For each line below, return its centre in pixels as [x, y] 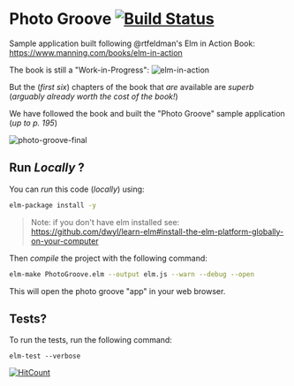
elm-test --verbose [45, 356]
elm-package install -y [53, 205]
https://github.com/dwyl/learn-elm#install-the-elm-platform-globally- [157, 231]
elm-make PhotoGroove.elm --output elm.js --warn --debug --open [132, 274]
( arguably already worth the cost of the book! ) [94, 96]
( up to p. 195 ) [34, 123]
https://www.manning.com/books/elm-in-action [96, 52]
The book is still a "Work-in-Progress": [79, 70]
